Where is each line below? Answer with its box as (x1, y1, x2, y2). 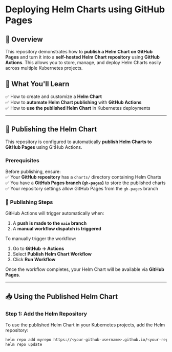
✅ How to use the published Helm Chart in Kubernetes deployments (5, 105, 150, 111)
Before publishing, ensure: (5, 168, 61, 174)
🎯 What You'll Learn (5, 80, 70, 88)
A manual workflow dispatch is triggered (12, 226, 101, 232)
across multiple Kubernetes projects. (5, 65, 83, 71)
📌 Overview (5, 35, 43, 44)
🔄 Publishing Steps (5, 199, 53, 206)
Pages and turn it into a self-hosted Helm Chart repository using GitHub (5, 54, 160, 60)
